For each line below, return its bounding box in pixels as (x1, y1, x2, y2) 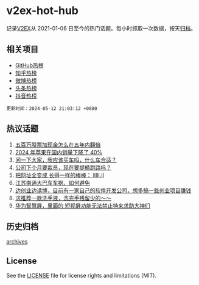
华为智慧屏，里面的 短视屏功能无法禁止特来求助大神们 (15, 202, 150, 209)
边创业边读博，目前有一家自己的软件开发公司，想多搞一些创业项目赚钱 (15, 187, 192, 194)
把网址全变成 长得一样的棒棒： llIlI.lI (15, 171, 105, 179)
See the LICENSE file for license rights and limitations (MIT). (6, 272, 157, 280)
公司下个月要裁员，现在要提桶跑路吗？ (15, 164, 111, 171)
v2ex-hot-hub (6, 4, 79, 18)
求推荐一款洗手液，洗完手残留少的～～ (15, 194, 111, 201)
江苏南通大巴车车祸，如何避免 (15, 179, 90, 186)
